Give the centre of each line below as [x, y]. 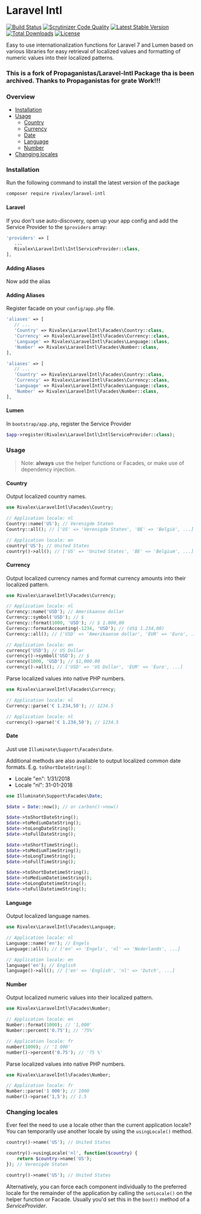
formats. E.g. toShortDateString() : [49, 767]
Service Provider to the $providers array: [57, 227]
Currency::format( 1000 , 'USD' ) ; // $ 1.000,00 [65, 623]
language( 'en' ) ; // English [41, 965]
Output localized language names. [48, 916]
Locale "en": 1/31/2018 [42, 778]
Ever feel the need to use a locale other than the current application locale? [99, 1125]
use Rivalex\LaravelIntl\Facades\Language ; [61, 927]
